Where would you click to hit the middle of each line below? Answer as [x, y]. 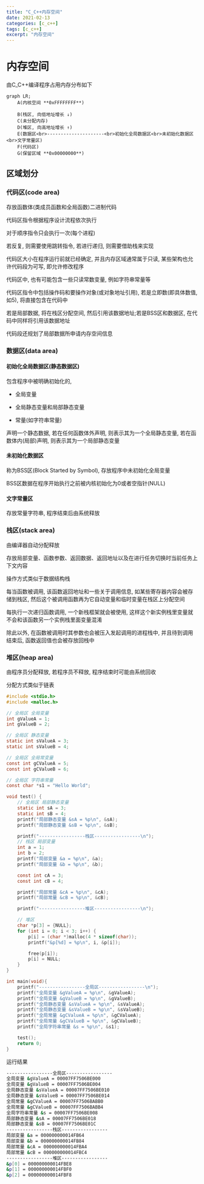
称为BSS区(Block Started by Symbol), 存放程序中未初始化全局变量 [88, 471]
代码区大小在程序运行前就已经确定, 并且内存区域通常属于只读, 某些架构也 [97, 259]
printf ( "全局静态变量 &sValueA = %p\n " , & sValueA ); [81, 1004]
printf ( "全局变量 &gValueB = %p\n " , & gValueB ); [77, 998]
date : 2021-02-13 [28, 18]
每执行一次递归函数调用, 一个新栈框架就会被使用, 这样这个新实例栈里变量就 [100, 612]
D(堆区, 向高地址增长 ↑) [45, 128]
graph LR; [19, 96]
